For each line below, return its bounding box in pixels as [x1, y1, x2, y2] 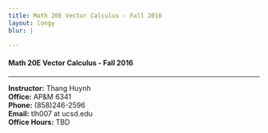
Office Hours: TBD [8, 117, 70, 127]
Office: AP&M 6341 [8, 92, 72, 101]
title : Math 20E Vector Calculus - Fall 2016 [8, 11, 162, 20]
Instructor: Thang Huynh [8, 83, 92, 92]
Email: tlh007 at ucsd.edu [8, 108, 93, 118]
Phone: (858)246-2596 [8, 100, 86, 110]
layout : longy [8, 19, 56, 27]
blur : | [8, 26, 34, 34]
